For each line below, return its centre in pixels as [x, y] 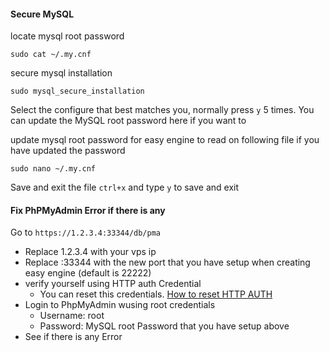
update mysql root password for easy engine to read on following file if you [165, 140]
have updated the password [68, 151]
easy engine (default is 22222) [88, 273]
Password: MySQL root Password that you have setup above [164, 326]
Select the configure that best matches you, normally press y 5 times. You [162, 110]
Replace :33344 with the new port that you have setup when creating [167, 262]
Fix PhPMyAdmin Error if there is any [88, 210]
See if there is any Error [73, 337]
